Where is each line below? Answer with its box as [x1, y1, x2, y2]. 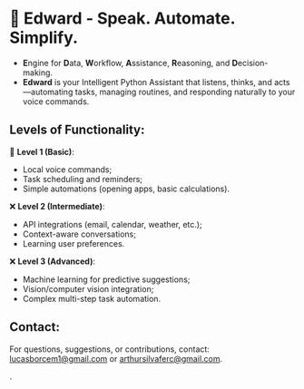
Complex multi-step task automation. [22, 293, 162, 304]
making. [22, 67, 53, 78]
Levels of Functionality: [9, 122, 145, 138]
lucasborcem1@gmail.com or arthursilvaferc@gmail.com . [9, 353, 223, 364]
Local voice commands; [22, 163, 113, 175]
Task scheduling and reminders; [22, 173, 143, 184]
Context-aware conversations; [22, 229, 136, 239]
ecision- [237, 57, 269, 68]
